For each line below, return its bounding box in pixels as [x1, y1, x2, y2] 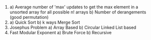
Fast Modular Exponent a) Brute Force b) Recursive [9, 30, 112, 35]
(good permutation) [9, 14, 49, 20]
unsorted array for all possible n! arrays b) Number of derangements [9, 9, 147, 15]
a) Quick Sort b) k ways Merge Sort [9, 19, 80, 25]
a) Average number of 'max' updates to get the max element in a [9, 4, 138, 10]
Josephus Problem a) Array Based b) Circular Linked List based [9, 25, 136, 30]
